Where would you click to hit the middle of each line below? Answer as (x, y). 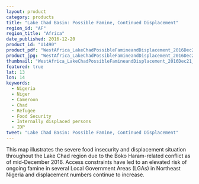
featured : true (25, 67)
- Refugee (23, 111)
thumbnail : (20, 61)
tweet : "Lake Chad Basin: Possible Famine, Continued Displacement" (92, 133)
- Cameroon (25, 99)
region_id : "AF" (26, 28)
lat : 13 (16, 72)
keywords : (18, 83)
